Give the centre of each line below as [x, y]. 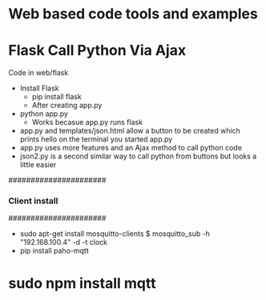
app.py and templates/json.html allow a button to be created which [130, 131]
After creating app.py [67, 106]
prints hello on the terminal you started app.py [96, 139]
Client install [33, 201]
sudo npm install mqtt [82, 283]
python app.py [44, 114]
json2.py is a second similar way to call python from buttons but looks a [138, 156]
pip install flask [56, 97]
